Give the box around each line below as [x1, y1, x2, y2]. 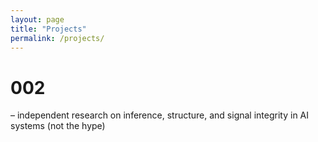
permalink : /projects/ [10, 33, 105, 43]
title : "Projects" [10, 24, 87, 34]
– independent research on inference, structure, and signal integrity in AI [10, 109, 310, 121]
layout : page [10, 14, 65, 25]
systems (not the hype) [10, 120, 106, 132]
